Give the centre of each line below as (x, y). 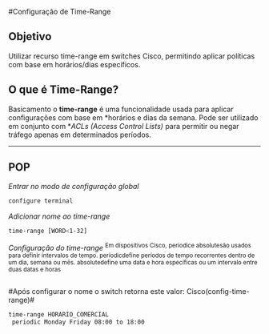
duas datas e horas (35, 269)
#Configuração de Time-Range (60, 12)
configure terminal (41, 201)
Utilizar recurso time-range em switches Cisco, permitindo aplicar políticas (132, 56)
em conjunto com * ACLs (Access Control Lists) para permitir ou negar (124, 126)
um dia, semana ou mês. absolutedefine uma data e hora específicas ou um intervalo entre (133, 262)
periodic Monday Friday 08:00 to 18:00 (78, 322)
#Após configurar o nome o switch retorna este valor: (97, 291)
